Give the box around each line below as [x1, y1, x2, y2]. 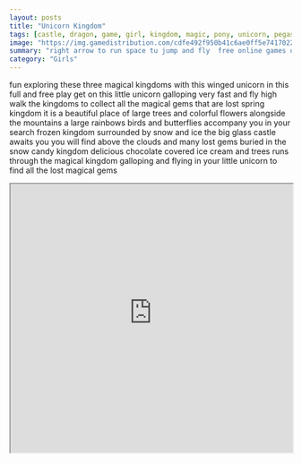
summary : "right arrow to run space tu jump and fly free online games [9, 47, 287, 56]
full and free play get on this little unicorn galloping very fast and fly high [9, 89, 278, 99]
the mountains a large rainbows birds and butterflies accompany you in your [9, 117, 291, 128]
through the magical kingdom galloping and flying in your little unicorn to [9, 156, 278, 166]
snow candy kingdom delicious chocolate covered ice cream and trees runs [9, 146, 289, 157]
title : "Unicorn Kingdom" [9, 21, 106, 30]
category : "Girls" [9, 55, 78, 64]
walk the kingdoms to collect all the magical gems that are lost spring [9, 99, 265, 108]
